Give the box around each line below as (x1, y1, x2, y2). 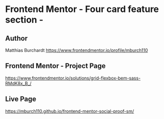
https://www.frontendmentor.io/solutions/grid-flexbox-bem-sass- (5, 75, 141, 81)
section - (5, 14, 44, 25)
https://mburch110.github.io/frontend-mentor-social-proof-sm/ (5, 108, 134, 114)
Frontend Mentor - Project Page (5, 61, 106, 70)
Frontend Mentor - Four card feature (5, 3, 159, 15)
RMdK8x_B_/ (5, 80, 32, 86)
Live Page (5, 95, 37, 103)
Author (5, 34, 28, 42)
